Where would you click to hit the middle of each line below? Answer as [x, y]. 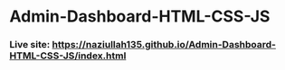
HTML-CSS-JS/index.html [68, 56]
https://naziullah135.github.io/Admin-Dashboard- [164, 45]
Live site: [30, 45]
